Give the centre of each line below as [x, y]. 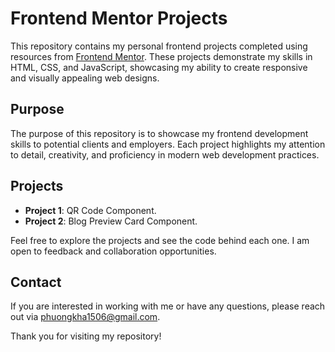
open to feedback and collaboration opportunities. [113, 251]
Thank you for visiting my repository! [86, 336]
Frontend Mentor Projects [119, 18]
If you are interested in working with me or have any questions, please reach [168, 306]
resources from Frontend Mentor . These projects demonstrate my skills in [161, 56]
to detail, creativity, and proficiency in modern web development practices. [165, 154]
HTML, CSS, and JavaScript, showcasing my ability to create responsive [159, 67]
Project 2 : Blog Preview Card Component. [111, 221]
